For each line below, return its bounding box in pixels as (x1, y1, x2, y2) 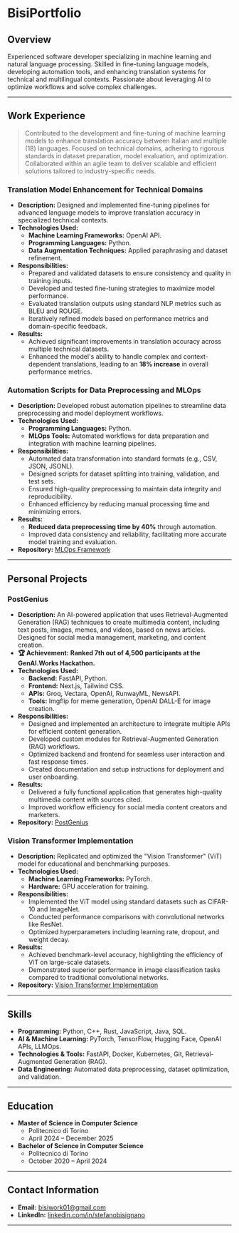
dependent (28, 360, 60, 369)
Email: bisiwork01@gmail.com (17, 1203, 107, 1212)
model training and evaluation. (28, 538, 117, 546)
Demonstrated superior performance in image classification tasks (28, 966, 221, 974)
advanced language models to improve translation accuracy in (17, 208, 201, 217)
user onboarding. (28, 772, 80, 782)
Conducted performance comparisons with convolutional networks (28, 913, 225, 921)
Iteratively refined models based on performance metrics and (28, 314, 208, 323)
